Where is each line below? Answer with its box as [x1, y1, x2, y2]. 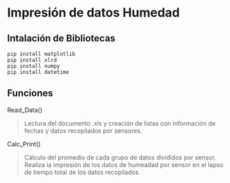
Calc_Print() [7, 139, 41, 148]
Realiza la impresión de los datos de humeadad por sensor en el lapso [23, 160, 224, 168]
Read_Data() [7, 106, 43, 114]
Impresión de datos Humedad [7, 5, 180, 21]
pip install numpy [7, 63, 60, 70]
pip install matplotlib [7, 50, 76, 57]
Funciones [7, 88, 54, 99]
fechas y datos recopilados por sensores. [23, 126, 143, 135]
